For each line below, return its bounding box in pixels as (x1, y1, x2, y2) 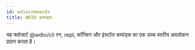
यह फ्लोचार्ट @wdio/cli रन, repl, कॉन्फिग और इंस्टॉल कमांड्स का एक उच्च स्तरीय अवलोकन (6, 31, 189, 38)
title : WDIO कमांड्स (6, 14, 52, 20)
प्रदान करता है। (6, 37, 36, 45)
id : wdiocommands (6, 8, 51, 15)
